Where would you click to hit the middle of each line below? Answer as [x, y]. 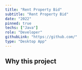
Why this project [31, 61]
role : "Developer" [24, 32]
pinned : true [18, 23]
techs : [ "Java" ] [21, 28]
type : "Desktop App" [26, 42]
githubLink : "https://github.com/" [41, 37]
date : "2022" [18, 19]
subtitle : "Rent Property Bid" [37, 14]
